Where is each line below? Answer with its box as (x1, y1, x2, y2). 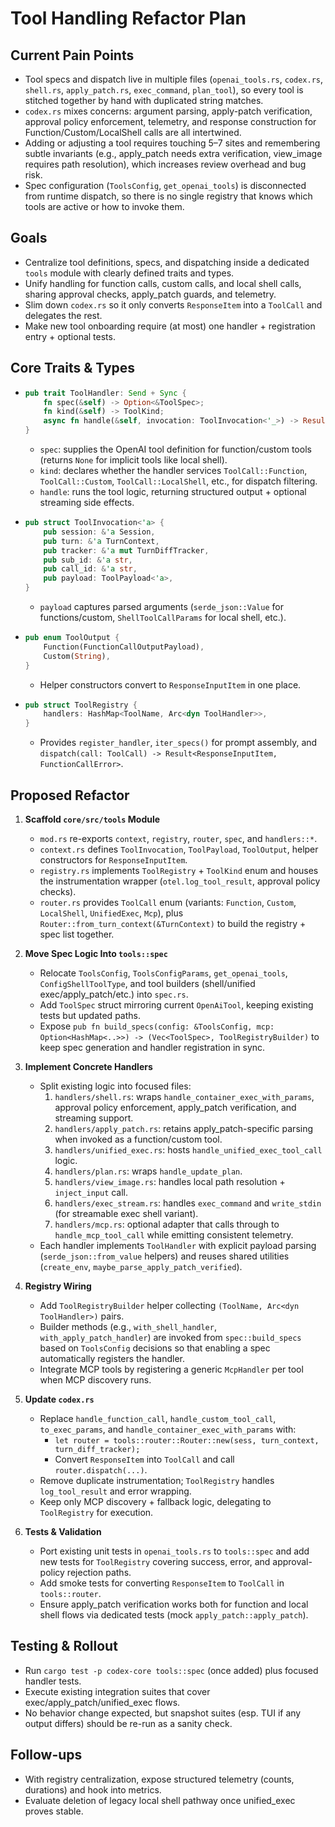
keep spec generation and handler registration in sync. (39, 1041, 266, 1053)
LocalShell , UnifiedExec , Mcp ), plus (39, 907, 184, 919)
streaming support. (54, 1112, 134, 1124)
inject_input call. (54, 1186, 129, 1198)
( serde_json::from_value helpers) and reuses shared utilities (39, 1250, 290, 1262)
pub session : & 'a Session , (43, 527, 156, 537)
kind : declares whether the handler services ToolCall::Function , (39, 465, 308, 476)
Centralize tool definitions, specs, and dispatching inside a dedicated (24, 256, 310, 268)
